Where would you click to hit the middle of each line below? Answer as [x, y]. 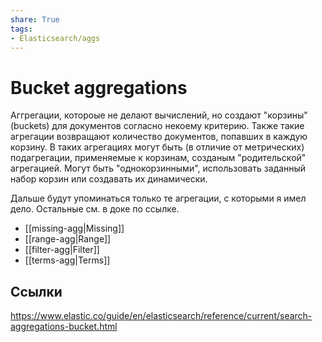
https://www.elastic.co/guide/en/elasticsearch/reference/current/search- [161, 316]
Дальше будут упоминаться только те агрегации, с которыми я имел [158, 198]
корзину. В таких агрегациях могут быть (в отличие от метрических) [157, 147]
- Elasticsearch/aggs [55, 38]
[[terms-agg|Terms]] [67, 260]
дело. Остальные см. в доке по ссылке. [95, 209]
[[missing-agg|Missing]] [74, 228]
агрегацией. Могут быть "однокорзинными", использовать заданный [158, 168]
